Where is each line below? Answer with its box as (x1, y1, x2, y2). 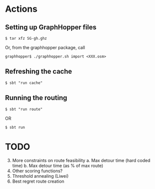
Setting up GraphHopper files (5, 23, 97, 31)
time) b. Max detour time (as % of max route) (12, 162, 103, 168)
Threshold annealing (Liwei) (12, 173, 69, 179)
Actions (5, 3, 38, 15)
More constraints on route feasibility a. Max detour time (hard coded (12, 157, 151, 163)
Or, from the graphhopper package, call (5, 45, 85, 50)
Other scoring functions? (12, 168, 63, 174)
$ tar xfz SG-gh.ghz (5, 36, 48, 41)
